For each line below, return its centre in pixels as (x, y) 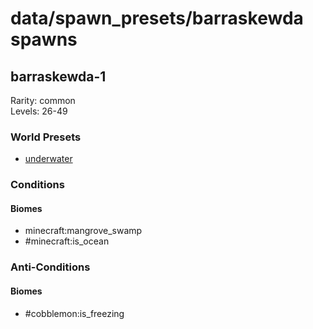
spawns (44, 39)
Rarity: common (43, 100)
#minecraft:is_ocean (67, 241)
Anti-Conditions (50, 267)
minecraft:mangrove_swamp (83, 231)
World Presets (46, 137)
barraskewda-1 (58, 76)
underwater (48, 159)
